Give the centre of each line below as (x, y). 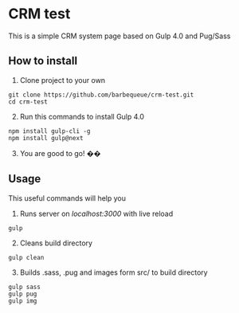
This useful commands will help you (67, 198)
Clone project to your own (63, 80)
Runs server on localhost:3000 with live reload (96, 213)
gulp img (23, 301)
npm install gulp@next (46, 138)
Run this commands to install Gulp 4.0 (82, 116)
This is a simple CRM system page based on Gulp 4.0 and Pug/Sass (119, 36)
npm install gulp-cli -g (49, 131)
